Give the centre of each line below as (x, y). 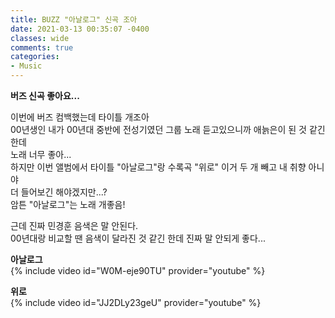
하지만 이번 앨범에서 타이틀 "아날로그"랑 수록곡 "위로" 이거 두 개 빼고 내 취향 (158, 167)
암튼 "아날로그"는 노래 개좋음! (68, 204)
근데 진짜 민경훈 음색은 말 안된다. (74, 225)
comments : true (42, 47)
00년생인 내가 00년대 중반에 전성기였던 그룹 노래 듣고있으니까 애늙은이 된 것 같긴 (168, 129)
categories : (35, 57)
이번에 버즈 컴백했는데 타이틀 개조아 (80, 117)
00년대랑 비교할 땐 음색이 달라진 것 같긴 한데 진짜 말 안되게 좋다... (138, 238)
